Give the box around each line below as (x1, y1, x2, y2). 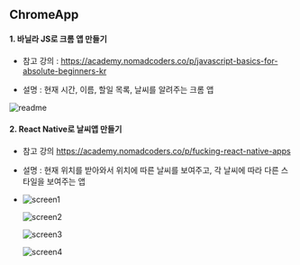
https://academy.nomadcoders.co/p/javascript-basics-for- (60, 55, 278, 66)
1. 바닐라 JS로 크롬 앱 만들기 (9, 33, 108, 44)
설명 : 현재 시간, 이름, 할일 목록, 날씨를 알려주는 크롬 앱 (22, 84, 214, 95)
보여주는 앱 (46, 176, 86, 187)
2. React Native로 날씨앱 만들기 (9, 123, 123, 134)
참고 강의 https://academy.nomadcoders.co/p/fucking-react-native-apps (22, 145, 291, 156)
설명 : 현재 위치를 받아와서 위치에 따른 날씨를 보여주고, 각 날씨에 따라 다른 (22, 164, 279, 175)
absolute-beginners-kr (22, 65, 107, 76)
